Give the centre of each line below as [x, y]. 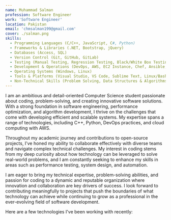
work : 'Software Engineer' [34, 19]
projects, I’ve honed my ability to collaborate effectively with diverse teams [84, 143]
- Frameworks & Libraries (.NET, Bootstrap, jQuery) [67, 48]
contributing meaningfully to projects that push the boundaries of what [79, 191]
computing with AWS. [28, 128]
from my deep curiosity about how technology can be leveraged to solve [81, 154]
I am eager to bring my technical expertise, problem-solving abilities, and [82, 175]
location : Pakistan [26, 24]
